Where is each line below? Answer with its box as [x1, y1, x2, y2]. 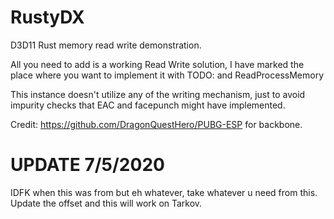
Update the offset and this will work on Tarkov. [10, 197, 203, 209]
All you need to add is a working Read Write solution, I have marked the [10, 58, 305, 70]
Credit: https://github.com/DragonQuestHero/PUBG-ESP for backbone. [10, 118, 303, 130]
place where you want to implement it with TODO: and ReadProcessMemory [10, 69, 325, 81]
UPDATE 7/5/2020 [10, 154, 165, 176]
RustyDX [10, 6, 85, 29]
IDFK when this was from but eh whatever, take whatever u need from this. [10, 186, 318, 198]
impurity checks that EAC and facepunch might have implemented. [10, 99, 286, 111]
